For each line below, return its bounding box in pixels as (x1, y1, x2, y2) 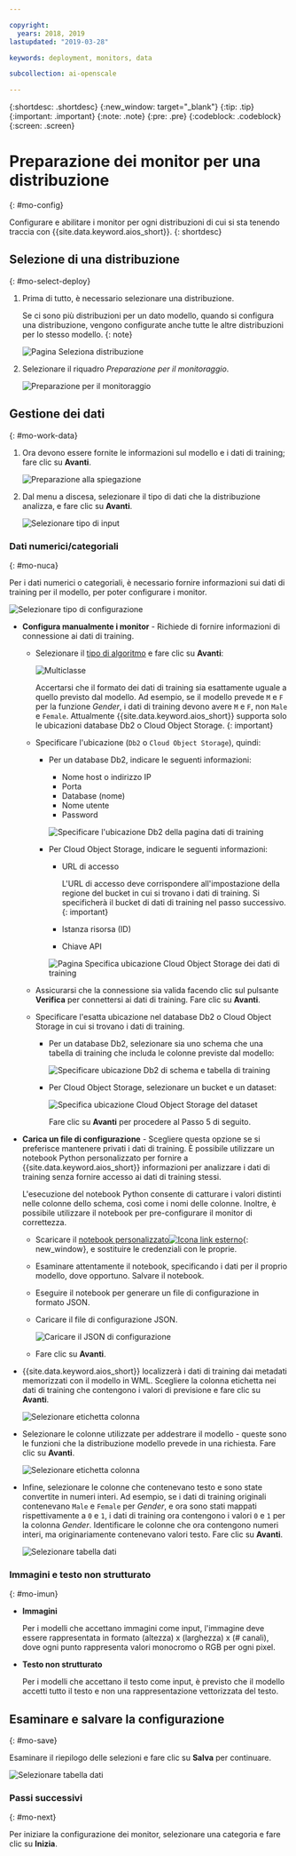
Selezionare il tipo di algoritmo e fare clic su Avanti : (35, 648, 224, 658)
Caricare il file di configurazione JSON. (35, 1314, 178, 1325)
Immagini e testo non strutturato (9, 1568, 152, 1581)
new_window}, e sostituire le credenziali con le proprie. (35, 1243, 238, 1254)
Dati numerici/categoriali (9, 539, 119, 552)
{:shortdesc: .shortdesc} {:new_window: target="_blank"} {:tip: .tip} (9, 101, 254, 112)
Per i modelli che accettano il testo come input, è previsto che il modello (21, 1677, 285, 1687)
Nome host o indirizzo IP (61, 771, 152, 782)
